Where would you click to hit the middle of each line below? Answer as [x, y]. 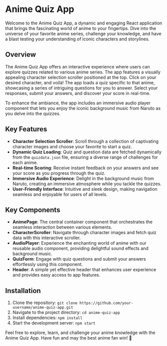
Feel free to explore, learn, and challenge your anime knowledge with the [80, 333]
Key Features [26, 129]
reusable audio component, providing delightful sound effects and [80, 249]
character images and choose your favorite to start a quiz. [72, 146]
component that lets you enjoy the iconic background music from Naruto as [83, 108]
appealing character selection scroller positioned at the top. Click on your [81, 77]
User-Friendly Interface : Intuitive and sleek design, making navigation [85, 189]
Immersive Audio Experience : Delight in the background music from [83, 178]
